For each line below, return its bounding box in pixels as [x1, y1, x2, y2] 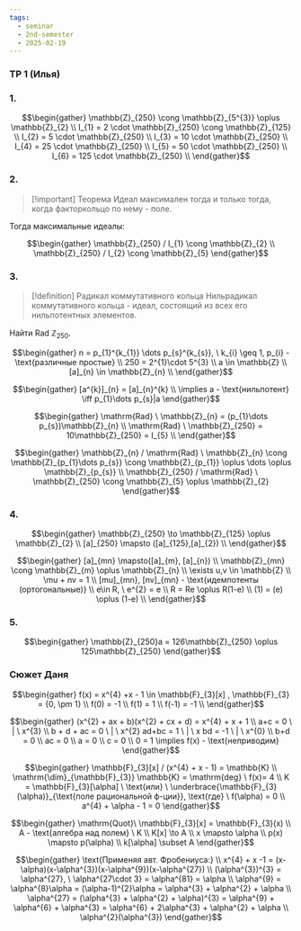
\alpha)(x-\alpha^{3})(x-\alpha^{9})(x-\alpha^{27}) [20, 864, 206, 874]
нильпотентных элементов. [31, 309, 137, 320]
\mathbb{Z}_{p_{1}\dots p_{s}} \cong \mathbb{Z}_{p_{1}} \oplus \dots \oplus [10, 456, 292, 468]
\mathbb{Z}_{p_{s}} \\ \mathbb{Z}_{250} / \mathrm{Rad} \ [43, 466, 259, 477]
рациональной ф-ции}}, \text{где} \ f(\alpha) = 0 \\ [95, 791, 286, 801]
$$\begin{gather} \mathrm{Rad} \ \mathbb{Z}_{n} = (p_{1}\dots [34, 410, 268, 421]
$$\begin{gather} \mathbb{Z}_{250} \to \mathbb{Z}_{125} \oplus [31, 528, 271, 540]
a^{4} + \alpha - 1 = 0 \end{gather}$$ [81, 800, 221, 810]
